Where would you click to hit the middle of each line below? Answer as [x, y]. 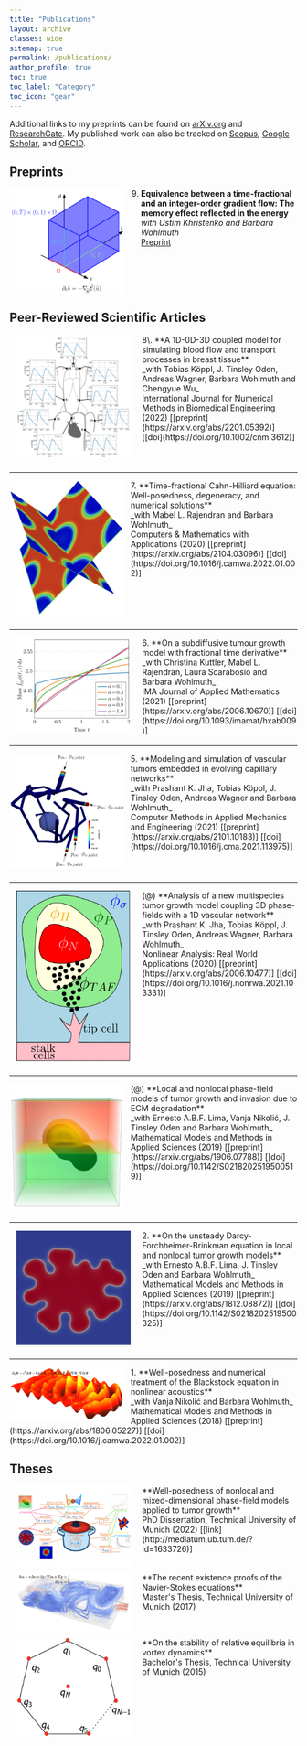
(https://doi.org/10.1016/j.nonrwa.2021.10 [218, 983]
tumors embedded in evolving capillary [204, 769]
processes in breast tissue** [196, 359]
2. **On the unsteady [183, 1236]
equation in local [262, 1245]
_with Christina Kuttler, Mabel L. [201, 662]
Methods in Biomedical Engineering [209, 408]
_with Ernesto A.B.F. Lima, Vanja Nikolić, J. [211, 1118]
